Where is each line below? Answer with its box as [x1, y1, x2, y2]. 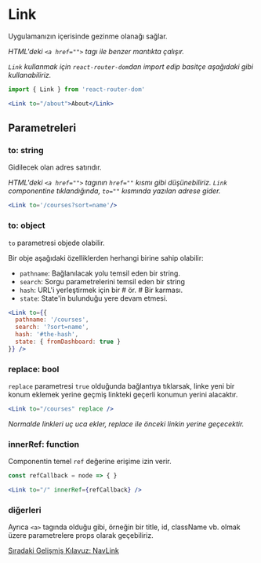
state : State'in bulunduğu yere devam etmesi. [19, 293, 168, 303]
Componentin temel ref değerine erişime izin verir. [8, 457, 172, 466]
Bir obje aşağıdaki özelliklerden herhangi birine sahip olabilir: [8, 253, 204, 262]
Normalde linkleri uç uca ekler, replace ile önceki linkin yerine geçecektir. [8, 419, 245, 429]
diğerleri [8, 504, 42, 515]
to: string [8, 145, 45, 155]
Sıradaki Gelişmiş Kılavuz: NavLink [8, 546, 120, 555]
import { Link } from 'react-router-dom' [8, 85, 146, 93]
